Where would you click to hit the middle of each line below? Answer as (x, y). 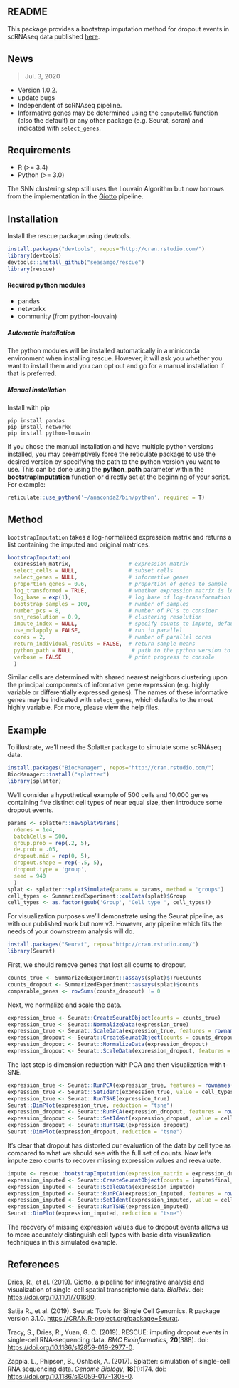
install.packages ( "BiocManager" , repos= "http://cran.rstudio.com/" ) (111, 768)
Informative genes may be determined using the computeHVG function (118, 113)
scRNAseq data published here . (54, 36)
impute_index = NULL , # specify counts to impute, (114, 624)
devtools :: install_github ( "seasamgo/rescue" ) (76, 263)
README (27, 12)
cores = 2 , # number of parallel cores (113, 637)
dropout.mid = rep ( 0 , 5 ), (52, 856)
